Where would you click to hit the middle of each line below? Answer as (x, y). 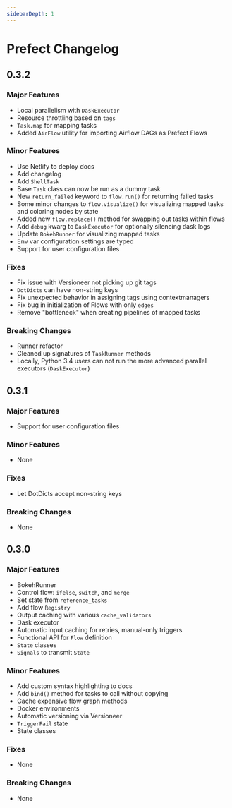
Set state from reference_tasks (62, 600)
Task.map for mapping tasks (56, 125)
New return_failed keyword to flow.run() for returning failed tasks (115, 196)
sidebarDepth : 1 (30, 14)
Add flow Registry (43, 607)
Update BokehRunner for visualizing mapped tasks (88, 234)
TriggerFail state (42, 723)
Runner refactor (40, 346)
